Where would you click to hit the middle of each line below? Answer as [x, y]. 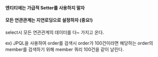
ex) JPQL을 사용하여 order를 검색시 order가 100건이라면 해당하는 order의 [79, 43]
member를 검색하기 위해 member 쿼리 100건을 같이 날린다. [65, 49]
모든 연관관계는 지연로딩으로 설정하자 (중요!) [49, 20]
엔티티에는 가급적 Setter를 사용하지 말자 [45, 8]
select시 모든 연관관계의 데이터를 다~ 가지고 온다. [55, 32]
